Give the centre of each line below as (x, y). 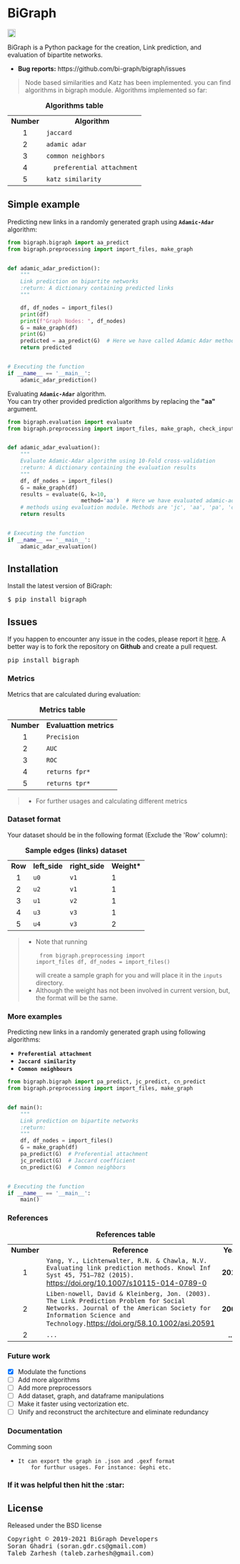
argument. (22, 409)
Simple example (44, 205)
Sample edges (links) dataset (76, 850)
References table (126, 1234)
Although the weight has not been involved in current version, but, (133, 990)
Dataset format (34, 820)
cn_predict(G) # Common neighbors (73, 1167)
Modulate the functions (52, 1371)
